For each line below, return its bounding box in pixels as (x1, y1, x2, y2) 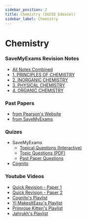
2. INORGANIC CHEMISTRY (12, 77, 68, 83)
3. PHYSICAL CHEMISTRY (12, 82, 65, 88)
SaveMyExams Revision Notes (5, 55, 80, 62)
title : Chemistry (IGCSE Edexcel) (5, 12, 76, 17)
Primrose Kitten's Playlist (12, 205, 63, 211)
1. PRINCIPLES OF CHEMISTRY (12, 72, 75, 77)
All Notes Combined (12, 66, 53, 72)
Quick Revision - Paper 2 (12, 189, 63, 195)
